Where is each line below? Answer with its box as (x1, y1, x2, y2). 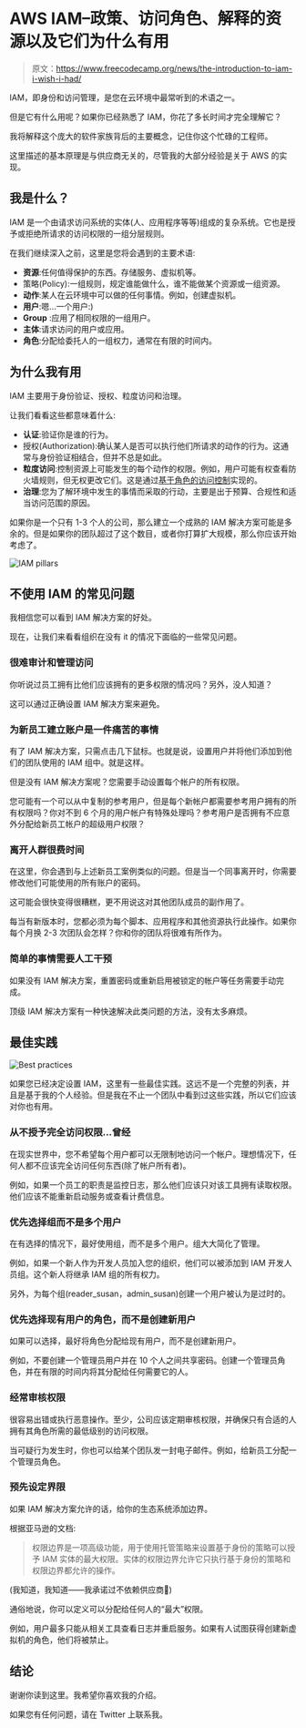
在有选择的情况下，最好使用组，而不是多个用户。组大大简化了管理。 (9, 1238, 265, 1249)
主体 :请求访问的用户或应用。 (22, 323, 129, 334)
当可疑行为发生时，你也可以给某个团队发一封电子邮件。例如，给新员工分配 (9, 1445, 289, 1456)
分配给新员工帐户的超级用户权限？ (16, 818, 146, 829)
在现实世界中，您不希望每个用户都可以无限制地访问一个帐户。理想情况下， (9, 1149, 289, 1160)
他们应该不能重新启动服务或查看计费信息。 (9, 1191, 169, 1201)
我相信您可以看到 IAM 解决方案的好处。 (9, 612, 157, 623)
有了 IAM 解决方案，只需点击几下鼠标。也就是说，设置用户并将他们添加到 (9, 745, 284, 756)
